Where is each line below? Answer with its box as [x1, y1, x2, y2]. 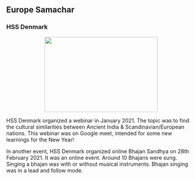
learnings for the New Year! [6, 136, 74, 143]
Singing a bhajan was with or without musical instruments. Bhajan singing [6, 160, 188, 168]
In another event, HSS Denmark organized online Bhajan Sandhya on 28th [6, 147, 190, 155]
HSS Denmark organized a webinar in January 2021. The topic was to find [6, 117, 190, 124]
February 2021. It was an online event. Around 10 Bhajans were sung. [6, 154, 178, 161]
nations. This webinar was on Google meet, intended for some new [6, 129, 173, 137]
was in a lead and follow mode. [6, 166, 83, 174]
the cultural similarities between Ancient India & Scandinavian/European [6, 123, 185, 130]
